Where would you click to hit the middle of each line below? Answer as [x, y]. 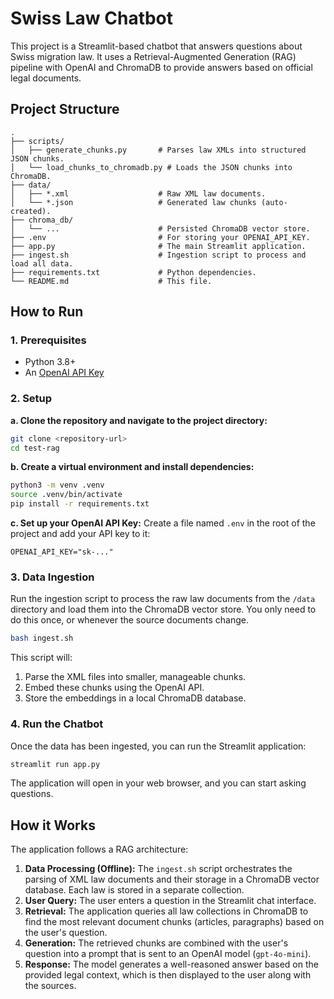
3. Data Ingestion [52, 577]
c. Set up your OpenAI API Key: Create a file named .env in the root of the [163, 523]
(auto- [274, 202]
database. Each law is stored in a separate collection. [134, 890]
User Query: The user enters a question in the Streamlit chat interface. [170, 901]
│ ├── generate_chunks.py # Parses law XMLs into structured [158, 150]
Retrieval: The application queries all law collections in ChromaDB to [166, 911]
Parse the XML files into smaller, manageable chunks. [135, 677]
